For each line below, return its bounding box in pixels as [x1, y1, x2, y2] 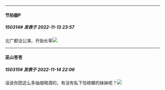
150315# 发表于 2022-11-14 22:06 [5, 66, 75, 72]
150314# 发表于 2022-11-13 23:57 [5, 24, 75, 30]
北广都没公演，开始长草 [5, 37, 53, 43]
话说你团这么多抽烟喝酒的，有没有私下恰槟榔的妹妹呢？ [5, 80, 117, 86]
